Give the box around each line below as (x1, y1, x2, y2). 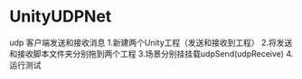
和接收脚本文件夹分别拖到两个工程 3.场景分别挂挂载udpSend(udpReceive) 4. (9, 48, 294, 59)
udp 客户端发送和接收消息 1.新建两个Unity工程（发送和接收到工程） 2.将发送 (9, 37, 293, 48)
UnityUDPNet (9, 6, 112, 27)
